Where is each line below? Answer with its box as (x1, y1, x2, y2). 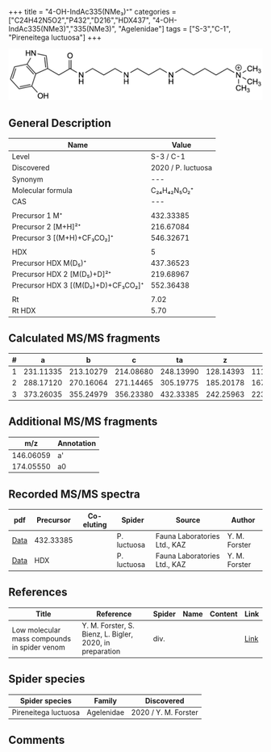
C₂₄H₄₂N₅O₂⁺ (150, 185, 194, 195)
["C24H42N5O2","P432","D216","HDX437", (8, 15, 151, 25)
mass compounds (11, 633, 71, 643)
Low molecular (11, 625, 61, 635)
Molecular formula (11, 185, 73, 195)
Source (175, 515, 201, 525)
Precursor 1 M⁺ (11, 210, 63, 221)
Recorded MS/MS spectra (8, 487, 141, 501)
